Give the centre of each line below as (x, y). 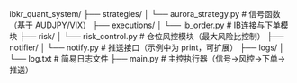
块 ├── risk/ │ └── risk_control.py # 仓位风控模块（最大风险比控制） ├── (147, 36)
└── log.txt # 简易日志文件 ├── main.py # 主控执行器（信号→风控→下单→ (148, 58)
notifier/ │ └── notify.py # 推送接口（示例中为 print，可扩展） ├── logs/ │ (147, 47)
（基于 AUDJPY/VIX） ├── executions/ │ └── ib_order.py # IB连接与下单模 (149, 25)
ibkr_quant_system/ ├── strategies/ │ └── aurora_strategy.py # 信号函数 (145, 14)
